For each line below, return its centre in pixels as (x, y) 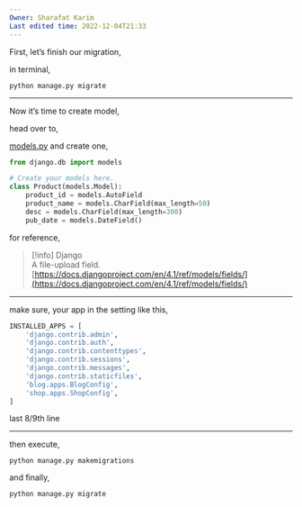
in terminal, (30, 69)
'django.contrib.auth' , (70, 343)
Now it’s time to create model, (64, 111)
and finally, (30, 477)
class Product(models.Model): (66, 187)
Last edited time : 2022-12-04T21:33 (78, 26)
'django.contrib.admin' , (72, 334)
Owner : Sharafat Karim (52, 18)
